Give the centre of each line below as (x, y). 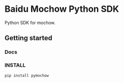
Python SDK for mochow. (30, 23)
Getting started (29, 38)
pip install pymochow (27, 75)
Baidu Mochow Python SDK (62, 9)
